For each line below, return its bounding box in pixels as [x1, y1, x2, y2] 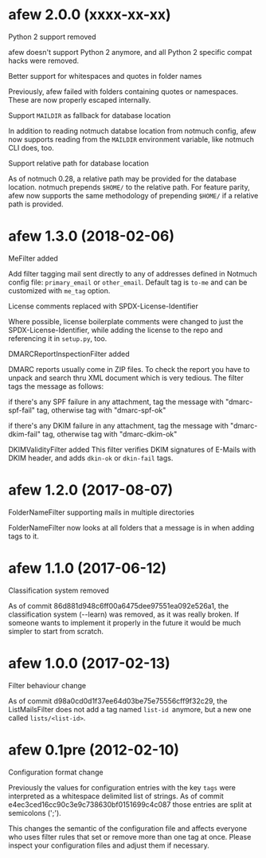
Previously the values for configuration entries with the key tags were [8, 782, 237, 792]
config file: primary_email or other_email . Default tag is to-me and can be [8, 277, 248, 287]
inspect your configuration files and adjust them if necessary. [8, 840, 209, 850]
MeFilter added [8, 253, 58, 263]
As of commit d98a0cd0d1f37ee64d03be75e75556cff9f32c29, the [8, 695, 228, 706]
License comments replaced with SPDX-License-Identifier [8, 301, 199, 311]
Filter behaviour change [8, 680, 87, 690]
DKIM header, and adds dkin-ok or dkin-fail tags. [8, 453, 174, 463]
